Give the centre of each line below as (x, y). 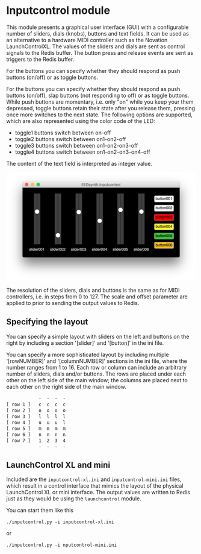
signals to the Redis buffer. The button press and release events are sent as (100, 52)
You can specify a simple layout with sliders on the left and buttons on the (98, 336)
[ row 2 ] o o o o (36, 411)
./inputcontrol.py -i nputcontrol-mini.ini (62, 545)
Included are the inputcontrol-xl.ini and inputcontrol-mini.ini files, (94, 479)
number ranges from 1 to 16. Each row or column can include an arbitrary (97, 367)
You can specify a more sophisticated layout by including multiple (88, 354)
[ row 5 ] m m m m (36, 429)
